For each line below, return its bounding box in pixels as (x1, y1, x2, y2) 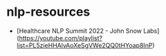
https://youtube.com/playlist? (19, 33, 103, 42)
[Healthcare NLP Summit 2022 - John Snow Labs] (16, 27, 160, 35)
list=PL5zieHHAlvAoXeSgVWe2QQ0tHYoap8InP (16, 41, 153, 49)
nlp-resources (6, 4, 91, 20)
